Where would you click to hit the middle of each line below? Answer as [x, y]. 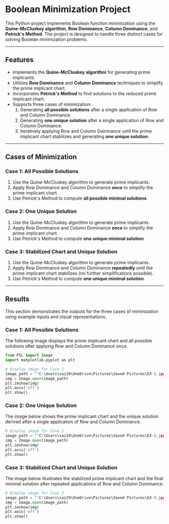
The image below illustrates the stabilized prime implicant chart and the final [84, 478]
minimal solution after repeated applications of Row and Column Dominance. [84, 484]
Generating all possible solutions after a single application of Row [89, 109]
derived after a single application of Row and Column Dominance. [73, 422]
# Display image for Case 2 [35, 431]
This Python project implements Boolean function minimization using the [80, 23]
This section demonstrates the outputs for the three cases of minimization [82, 311]
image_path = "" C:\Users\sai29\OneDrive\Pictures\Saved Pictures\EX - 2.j [83, 436]
